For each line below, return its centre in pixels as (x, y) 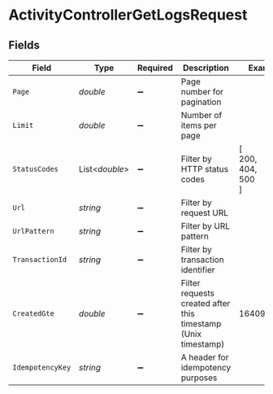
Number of (201, 115)
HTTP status (205, 169)
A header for (205, 357)
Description (206, 68)
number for (202, 92)
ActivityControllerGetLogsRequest (128, 15)
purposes (199, 378)
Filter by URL (205, 226)
